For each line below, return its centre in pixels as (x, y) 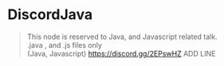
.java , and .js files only (65, 45)
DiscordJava (50, 15)
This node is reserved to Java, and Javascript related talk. (122, 37)
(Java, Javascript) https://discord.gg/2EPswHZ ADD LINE (121, 53)
